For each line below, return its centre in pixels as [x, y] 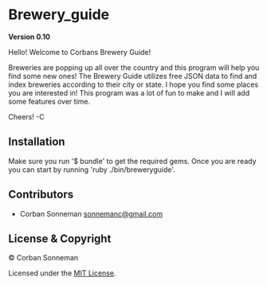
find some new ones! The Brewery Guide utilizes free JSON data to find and [133, 76]
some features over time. [49, 101]
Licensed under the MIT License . [62, 273]
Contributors [41, 195]
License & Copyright [60, 238]
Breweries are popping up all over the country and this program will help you [134, 67]
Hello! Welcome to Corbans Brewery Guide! [80, 52]
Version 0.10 [29, 37]
